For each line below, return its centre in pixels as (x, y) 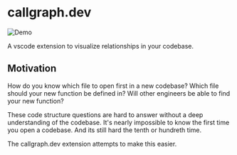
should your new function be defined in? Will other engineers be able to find (119, 93)
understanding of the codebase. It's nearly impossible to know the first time (118, 122)
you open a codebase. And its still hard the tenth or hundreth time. (104, 130)
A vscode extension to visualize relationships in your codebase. (101, 46)
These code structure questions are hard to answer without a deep (105, 114)
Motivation (32, 69)
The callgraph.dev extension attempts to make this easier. (92, 144)
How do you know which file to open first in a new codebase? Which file (113, 86)
